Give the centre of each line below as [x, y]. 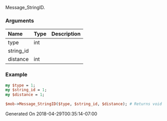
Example [16, 75]
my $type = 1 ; [21, 85]
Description [66, 34]
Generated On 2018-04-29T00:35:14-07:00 [51, 114]
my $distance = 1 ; [25, 95]
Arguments [20, 21]
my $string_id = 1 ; [26, 90]
